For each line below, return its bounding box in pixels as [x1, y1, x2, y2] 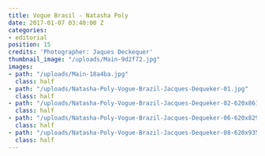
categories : [8, 26, 47, 34]
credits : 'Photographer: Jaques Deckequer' [8, 48, 154, 56]
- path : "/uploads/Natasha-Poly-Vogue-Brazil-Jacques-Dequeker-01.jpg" [8, 84, 248, 93]
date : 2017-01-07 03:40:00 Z [8, 19, 104, 27]
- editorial [8, 33, 47, 42]
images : [8, 63, 34, 71]
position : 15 [8, 41, 51, 49]
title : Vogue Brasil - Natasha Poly [8, 11, 129, 20]
